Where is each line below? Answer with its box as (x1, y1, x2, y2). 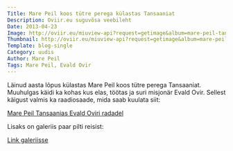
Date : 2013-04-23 (7, 23, 58, 30)
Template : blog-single (7, 42, 73, 49)
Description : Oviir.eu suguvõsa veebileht (7, 17, 132, 24)
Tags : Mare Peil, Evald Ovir (7, 62, 92, 69)
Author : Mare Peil (7, 55, 60, 62)
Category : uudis (7, 49, 54, 56)
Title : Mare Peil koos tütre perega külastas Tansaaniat (7, 10, 175, 17)
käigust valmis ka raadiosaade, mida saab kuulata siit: (7, 95, 161, 104)
